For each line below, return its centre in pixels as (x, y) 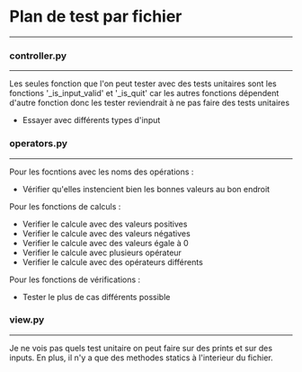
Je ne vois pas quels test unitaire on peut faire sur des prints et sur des (141, 348)
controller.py (38, 56)
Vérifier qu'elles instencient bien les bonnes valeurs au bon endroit (146, 189)
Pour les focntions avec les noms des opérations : (102, 172)
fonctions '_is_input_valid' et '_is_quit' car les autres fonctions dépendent (144, 93)
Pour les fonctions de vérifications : (75, 279)
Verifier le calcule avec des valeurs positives (105, 224)
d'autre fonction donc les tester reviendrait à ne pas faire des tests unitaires (150, 103)
